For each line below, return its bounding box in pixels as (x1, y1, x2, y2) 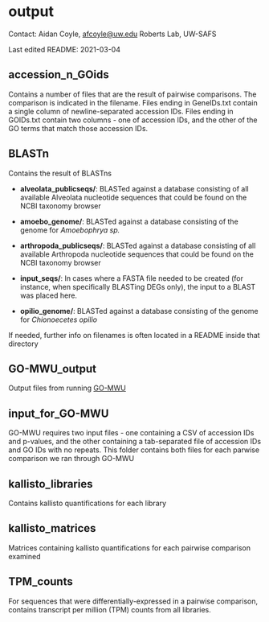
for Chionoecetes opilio (19, 315, 98, 324)
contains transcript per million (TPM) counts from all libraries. (8, 604, 211, 614)
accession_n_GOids (8, 68, 110, 82)
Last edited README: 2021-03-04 (8, 44, 120, 54)
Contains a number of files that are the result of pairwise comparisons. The (8, 89, 257, 99)
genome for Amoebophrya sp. (19, 224, 120, 235)
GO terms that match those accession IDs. (8, 123, 149, 133)
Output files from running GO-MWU (8, 383, 126, 393)
